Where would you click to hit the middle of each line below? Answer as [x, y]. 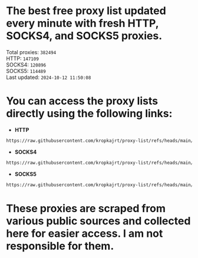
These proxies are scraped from [86, 208]
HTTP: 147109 [23, 58]
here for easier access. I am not [85, 233]
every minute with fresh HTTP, [82, 23]
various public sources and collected [98, 221]
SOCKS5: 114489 [26, 71]
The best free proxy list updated [86, 11]
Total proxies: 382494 [31, 52]
